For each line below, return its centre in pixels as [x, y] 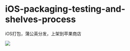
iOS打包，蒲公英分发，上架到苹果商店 [43, 33]
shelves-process [41, 19]
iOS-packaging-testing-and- [65, 9]
